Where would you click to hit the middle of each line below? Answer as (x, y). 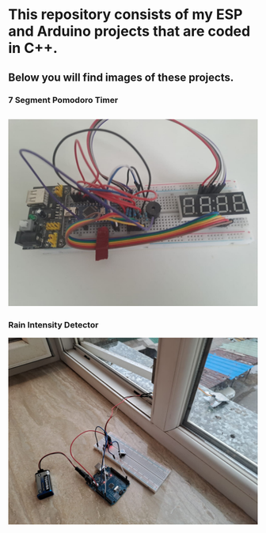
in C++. (33, 48)
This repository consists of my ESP (125, 15)
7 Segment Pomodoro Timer (63, 100)
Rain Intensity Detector (53, 324)
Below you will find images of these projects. (121, 77)
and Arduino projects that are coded (129, 31)
